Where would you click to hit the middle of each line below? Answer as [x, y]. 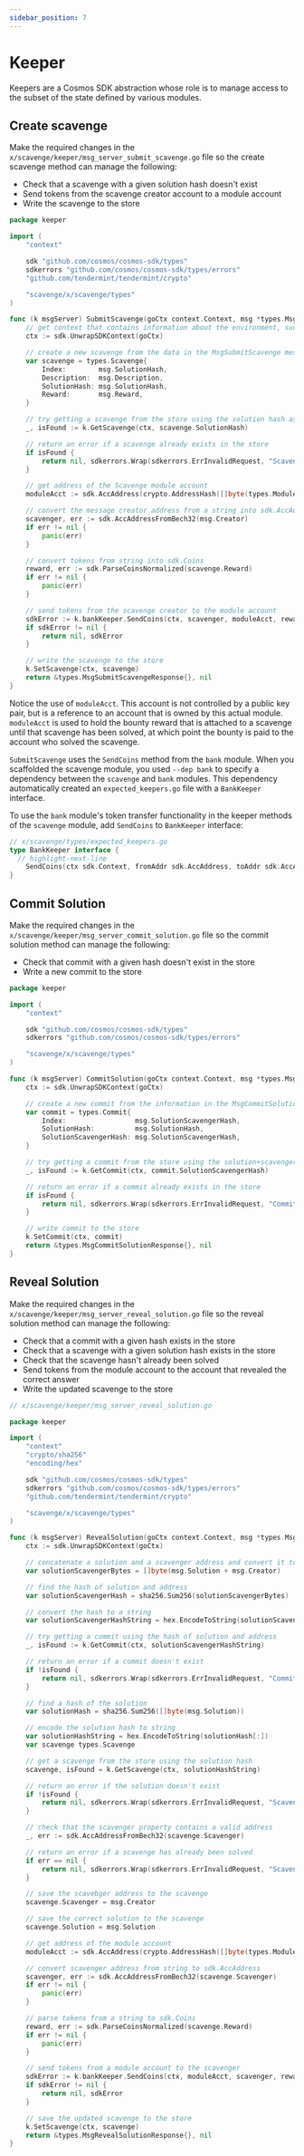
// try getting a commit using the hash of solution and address [152, 1637]
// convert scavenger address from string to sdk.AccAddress [143, 1968]
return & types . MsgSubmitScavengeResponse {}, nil [119, 678]
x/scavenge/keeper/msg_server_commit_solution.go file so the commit [139, 935]
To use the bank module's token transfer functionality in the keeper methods [151, 815]
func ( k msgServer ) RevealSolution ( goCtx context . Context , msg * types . [147, 1538]
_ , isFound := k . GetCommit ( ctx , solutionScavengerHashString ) [145, 1645]
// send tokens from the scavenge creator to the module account [152, 611]
